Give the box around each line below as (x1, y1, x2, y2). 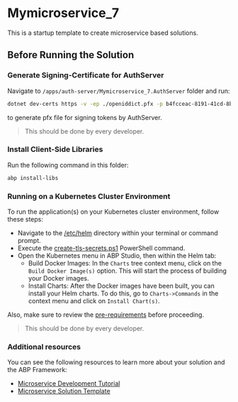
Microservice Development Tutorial (17, 379, 120, 388)
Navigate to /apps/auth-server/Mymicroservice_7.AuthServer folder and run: (7, 87, 230, 95)
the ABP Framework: (7, 366, 67, 374)
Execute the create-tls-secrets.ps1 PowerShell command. (17, 244, 186, 252)
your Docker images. (28, 273, 89, 282)
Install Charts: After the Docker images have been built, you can (28, 281, 215, 290)
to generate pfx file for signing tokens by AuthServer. (7, 113, 162, 121)
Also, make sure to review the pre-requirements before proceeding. (7, 310, 204, 319)
